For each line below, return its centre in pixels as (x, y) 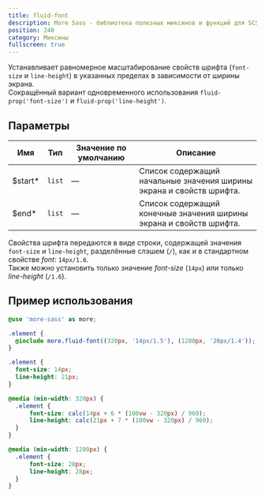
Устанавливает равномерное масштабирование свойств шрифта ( (120, 67)
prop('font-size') (38, 102)
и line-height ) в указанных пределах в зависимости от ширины (132, 76)
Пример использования (71, 301)
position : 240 (32, 30)
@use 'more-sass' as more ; (52, 319)
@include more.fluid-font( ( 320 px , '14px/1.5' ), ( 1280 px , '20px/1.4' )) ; (136, 341)
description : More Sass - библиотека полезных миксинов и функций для (127, 23)
